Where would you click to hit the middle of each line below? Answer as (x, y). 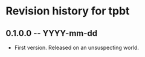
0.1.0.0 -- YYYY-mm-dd (52, 33)
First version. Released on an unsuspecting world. (77, 47)
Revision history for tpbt (68, 11)
